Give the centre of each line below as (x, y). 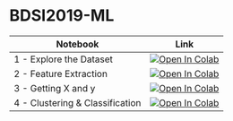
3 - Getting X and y (55, 88)
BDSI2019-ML (62, 16)
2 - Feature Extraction (60, 73)
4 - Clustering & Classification (78, 102)
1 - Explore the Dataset (64, 59)
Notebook (78, 44)
